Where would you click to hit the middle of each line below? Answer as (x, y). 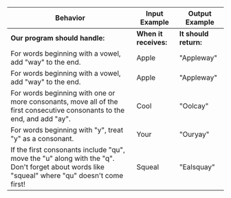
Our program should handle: (58, 38)
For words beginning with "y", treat (67, 130)
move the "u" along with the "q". (63, 158)
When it (150, 34)
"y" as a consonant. (42, 139)
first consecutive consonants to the (68, 110)
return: (191, 42)
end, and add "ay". (41, 119)
